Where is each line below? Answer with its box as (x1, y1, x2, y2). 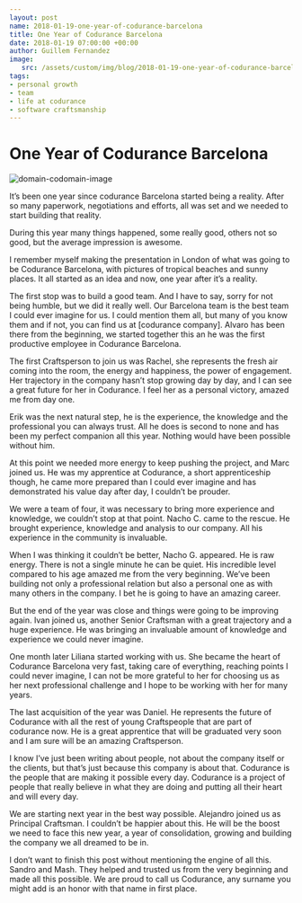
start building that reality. (9, 210, 102, 221)
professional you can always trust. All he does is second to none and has (9, 421, 280, 432)
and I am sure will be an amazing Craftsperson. (9, 736, 184, 747)
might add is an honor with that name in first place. (9, 883, 198, 894)
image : (9, 55, 34, 64)
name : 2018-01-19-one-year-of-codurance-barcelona (9, 22, 203, 31)
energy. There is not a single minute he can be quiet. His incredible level (9, 559, 277, 571)
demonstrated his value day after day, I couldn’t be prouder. (9, 486, 231, 497)
